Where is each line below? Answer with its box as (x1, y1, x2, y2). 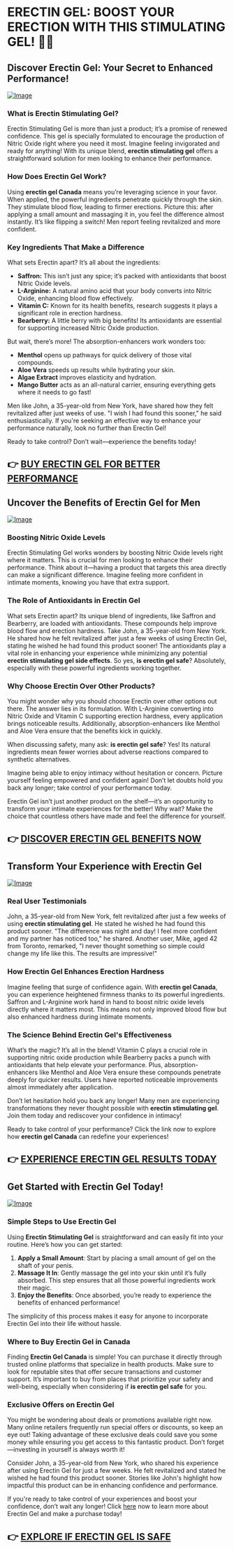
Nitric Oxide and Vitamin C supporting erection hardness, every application (7, 711, 224, 720)
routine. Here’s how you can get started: (7, 1240, 123, 1248)
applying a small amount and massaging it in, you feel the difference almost (7, 210, 225, 218)
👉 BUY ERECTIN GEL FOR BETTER (7, 459, 161, 471)
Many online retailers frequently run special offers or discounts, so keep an (7, 1423, 224, 1432)
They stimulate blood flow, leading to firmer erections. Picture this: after (7, 202, 214, 210)
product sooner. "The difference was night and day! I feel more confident (7, 927, 218, 936)
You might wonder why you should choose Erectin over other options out (7, 697, 217, 705)
